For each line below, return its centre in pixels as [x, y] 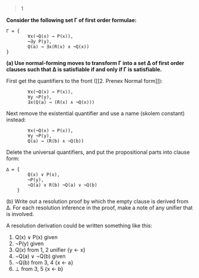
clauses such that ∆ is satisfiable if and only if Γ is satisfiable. [84, 69]
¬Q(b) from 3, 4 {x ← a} [44, 262]
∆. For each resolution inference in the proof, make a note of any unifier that [99, 208]
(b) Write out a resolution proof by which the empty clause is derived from [97, 201]
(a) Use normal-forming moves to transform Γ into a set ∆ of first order [95, 63]
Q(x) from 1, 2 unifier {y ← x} [50, 250]
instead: [16, 120]
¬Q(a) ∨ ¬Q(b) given [40, 256]
